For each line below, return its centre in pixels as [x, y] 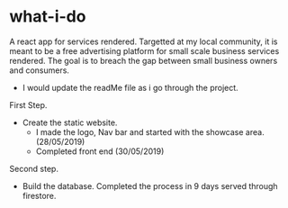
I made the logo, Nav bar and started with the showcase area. [150, 131]
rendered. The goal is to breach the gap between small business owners [144, 60]
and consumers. [40, 70]
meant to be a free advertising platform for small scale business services [144, 50]
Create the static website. [70, 122]
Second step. [34, 168]
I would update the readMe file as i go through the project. [130, 87]
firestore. [39, 195]
